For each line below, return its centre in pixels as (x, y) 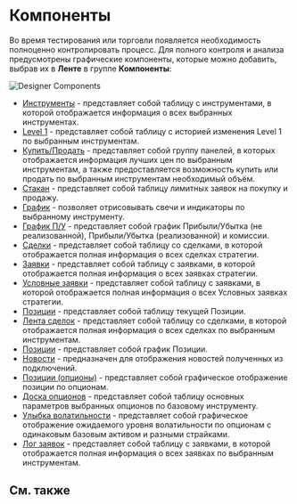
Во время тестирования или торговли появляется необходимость (135, 40)
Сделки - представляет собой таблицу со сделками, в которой (142, 245)
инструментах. (50, 122)
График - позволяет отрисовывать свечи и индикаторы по (133, 207)
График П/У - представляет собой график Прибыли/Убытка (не (142, 226)
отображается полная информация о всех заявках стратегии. (140, 273)
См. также (40, 491)
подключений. (49, 368)
